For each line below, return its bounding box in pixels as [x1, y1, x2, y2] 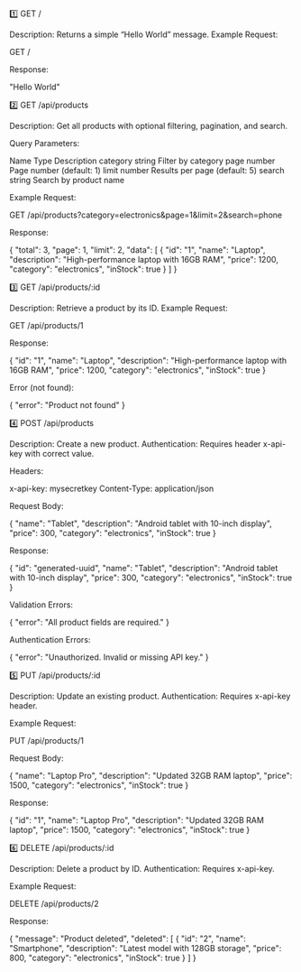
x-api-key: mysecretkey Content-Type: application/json [9, 483, 214, 494]
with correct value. [24, 449, 95, 458]
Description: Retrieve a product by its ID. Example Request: [9, 302, 228, 313]
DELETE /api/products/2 [9, 898, 99, 909]
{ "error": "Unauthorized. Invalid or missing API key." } [9, 652, 209, 662]
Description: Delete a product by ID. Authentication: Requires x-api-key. [9, 864, 275, 874]
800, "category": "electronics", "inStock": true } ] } [9, 952, 196, 963]
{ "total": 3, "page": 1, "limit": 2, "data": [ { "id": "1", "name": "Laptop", [9, 245, 266, 255]
